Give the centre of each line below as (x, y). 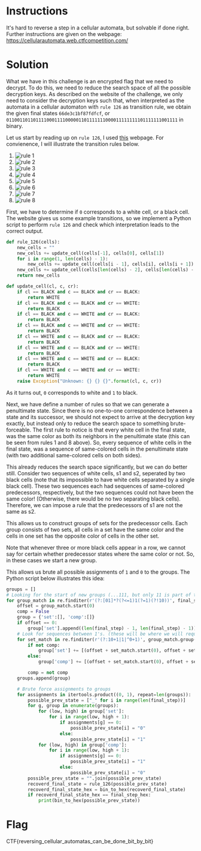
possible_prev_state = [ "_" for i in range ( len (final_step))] (107, 700)
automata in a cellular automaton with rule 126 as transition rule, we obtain (99, 107)
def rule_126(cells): (33, 242)
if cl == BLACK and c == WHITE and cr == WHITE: (79, 325)
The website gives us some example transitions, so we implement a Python (99, 218)
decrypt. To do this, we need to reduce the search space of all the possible (99, 88)
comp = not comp (48, 673)
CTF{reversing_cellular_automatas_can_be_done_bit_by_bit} (80, 841)
